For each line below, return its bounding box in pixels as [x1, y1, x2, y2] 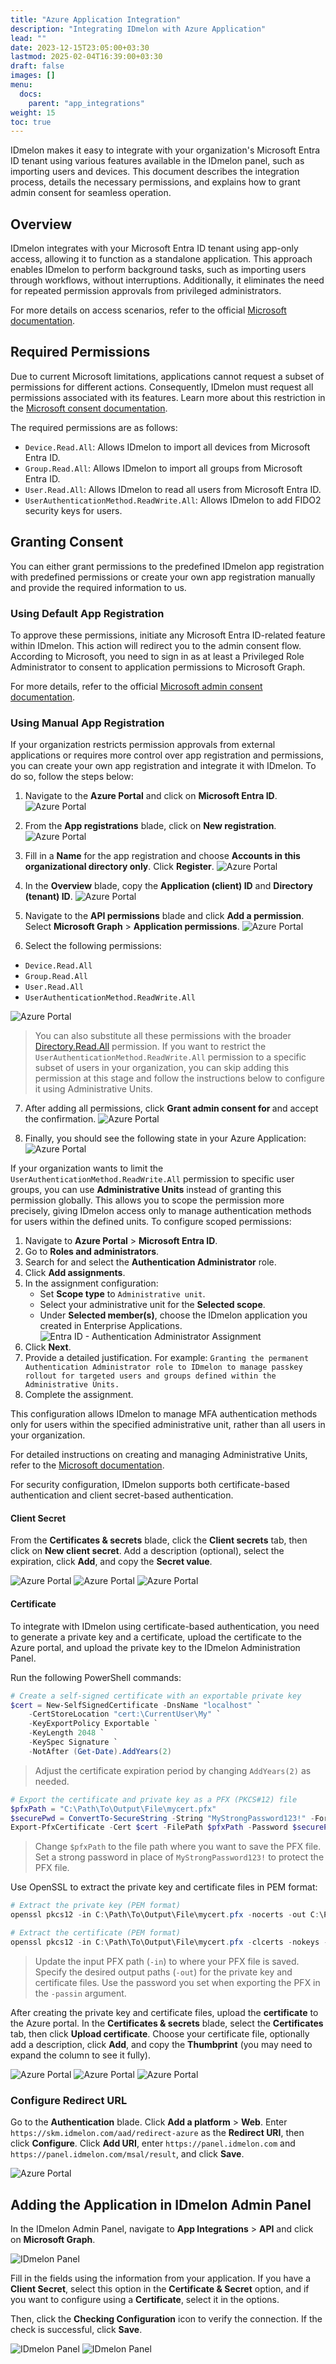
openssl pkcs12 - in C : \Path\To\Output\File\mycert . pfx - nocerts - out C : [10, 1910, 320, 1920]
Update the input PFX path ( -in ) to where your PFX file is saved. [34, 1955, 300, 1967]
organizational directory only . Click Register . [24, 861, 215, 873]
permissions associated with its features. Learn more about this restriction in [10, 391, 326, 403]
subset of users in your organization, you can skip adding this [34, 1062, 290, 1074]
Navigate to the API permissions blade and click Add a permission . [24, 910, 305, 922]
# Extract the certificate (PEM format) [10, 1928, 182, 1938]
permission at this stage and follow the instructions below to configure [34, 1072, 325, 1085]
